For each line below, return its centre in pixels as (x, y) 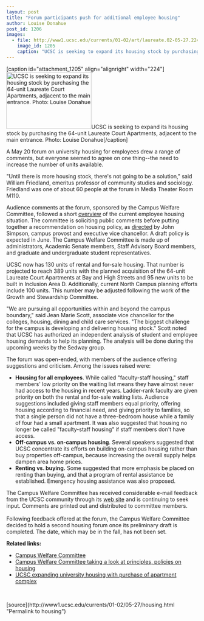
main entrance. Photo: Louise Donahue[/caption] (67, 139)
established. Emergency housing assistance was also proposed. (95, 481)
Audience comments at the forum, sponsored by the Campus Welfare (93, 207)
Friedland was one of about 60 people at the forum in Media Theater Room (100, 189)
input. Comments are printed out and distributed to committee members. (97, 505)
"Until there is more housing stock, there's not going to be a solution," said (99, 176)
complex (26, 581)
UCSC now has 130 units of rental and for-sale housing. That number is (95, 264)
